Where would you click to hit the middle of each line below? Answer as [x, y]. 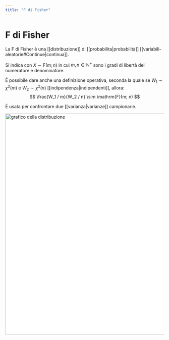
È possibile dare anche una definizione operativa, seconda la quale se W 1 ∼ [84, 81]
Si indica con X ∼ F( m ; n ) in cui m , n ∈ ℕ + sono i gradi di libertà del [75, 65]
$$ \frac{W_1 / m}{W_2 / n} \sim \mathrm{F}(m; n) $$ [85, 97]
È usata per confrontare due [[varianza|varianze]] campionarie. [71, 107]
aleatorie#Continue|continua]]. [37, 54]
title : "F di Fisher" [28, 10]
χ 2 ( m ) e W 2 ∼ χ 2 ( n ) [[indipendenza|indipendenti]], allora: [65, 88]
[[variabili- [151, 49]
